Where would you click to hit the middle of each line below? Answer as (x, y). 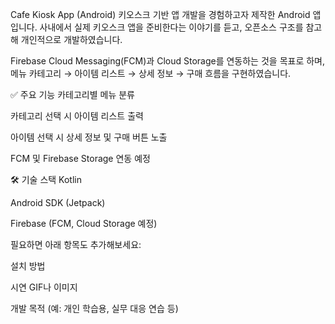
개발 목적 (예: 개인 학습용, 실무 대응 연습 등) (94, 308)
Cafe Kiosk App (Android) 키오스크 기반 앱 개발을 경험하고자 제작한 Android (160, 14)
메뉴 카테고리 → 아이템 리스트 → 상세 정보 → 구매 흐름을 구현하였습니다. (151, 73)
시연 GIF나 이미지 (44, 287)
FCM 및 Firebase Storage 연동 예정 (80, 158)
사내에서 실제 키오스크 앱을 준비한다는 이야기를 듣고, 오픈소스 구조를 (171, 27)
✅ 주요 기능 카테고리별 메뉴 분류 (72, 94)
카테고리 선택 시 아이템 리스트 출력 (77, 116)
